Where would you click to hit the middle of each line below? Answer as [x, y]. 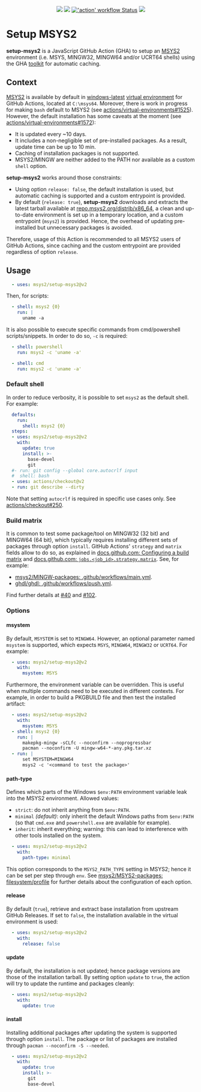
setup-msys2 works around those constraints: [64, 178]
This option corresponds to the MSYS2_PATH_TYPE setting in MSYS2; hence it [99, 869]
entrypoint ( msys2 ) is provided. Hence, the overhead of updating [94, 221]
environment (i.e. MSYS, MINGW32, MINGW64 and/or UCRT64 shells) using [100, 57]
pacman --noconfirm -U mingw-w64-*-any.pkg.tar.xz [87, 748]
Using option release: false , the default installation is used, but [94, 189]
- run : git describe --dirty [48, 487]
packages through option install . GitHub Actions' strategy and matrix [94, 547]
